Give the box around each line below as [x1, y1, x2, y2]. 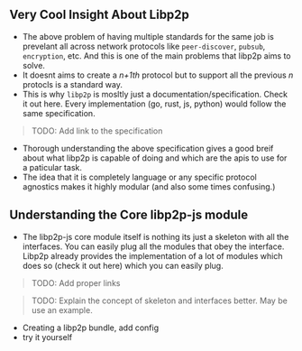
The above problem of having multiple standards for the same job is [22, 31, 275, 42]
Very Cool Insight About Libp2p [9, 7, 189, 23]
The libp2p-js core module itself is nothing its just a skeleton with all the [22, 231, 289, 242]
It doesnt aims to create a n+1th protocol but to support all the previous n [22, 69, 294, 80]
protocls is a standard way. [22, 79, 124, 89]
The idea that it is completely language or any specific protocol [22, 171, 257, 182]
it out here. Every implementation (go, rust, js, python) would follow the [22, 98, 287, 109]
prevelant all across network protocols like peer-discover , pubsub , [22, 41, 266, 51]
